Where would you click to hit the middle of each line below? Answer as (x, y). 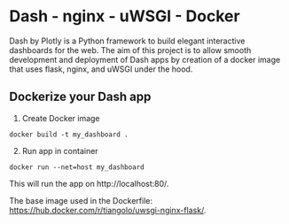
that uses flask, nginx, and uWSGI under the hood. (101, 69)
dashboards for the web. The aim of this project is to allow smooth (130, 50)
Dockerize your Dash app (80, 97)
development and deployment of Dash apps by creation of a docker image (145, 59)
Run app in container (60, 151)
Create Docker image (61, 118)
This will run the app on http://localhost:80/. (89, 183)
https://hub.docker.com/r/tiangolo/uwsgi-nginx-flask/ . (108, 210)
